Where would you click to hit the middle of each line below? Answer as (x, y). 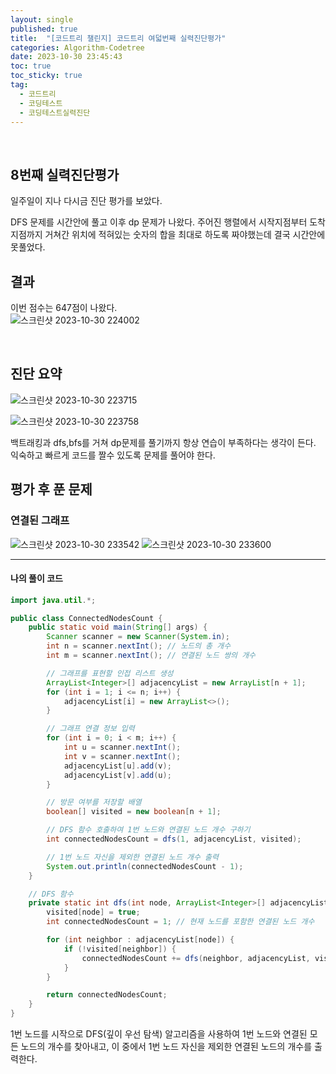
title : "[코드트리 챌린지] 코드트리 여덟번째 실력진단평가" (118, 38)
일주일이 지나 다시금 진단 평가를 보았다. (86, 201)
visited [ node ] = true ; (93, 912)
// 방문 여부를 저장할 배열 (94, 802)
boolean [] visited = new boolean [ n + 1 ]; (134, 812)
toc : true (31, 66)
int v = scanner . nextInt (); (122, 756)
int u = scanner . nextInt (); (122, 747)
